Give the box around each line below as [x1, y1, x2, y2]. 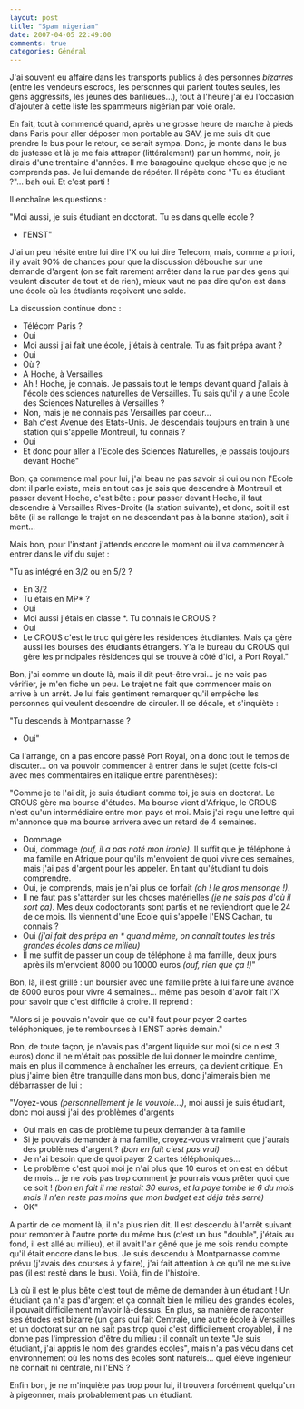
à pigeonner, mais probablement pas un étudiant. [9, 1390, 193, 1401]
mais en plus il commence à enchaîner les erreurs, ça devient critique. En [9, 1060, 284, 1071]
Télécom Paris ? [22, 320, 83, 331]
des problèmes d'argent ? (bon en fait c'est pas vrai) [22, 1144, 221, 1155]
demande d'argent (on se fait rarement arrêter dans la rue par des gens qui [9, 266, 290, 277]
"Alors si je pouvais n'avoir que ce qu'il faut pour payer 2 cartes [9, 1014, 248, 1025]
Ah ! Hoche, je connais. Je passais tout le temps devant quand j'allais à [22, 379, 289, 389]
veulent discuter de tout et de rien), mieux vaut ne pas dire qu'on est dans [9, 276, 286, 287]
